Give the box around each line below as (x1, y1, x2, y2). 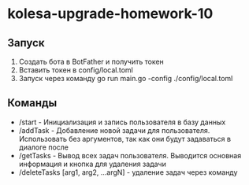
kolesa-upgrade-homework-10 (7, 5, 214, 23)
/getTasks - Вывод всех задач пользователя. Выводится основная (18, 150, 242, 160)
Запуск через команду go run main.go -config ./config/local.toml (18, 74, 233, 83)
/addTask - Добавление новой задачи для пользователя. (18, 125, 210, 135)
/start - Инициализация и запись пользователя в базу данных (18, 117, 226, 127)
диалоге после (18, 142, 69, 152)
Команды (7, 96, 58, 110)
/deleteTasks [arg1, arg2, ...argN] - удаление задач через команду (18, 167, 238, 177)
